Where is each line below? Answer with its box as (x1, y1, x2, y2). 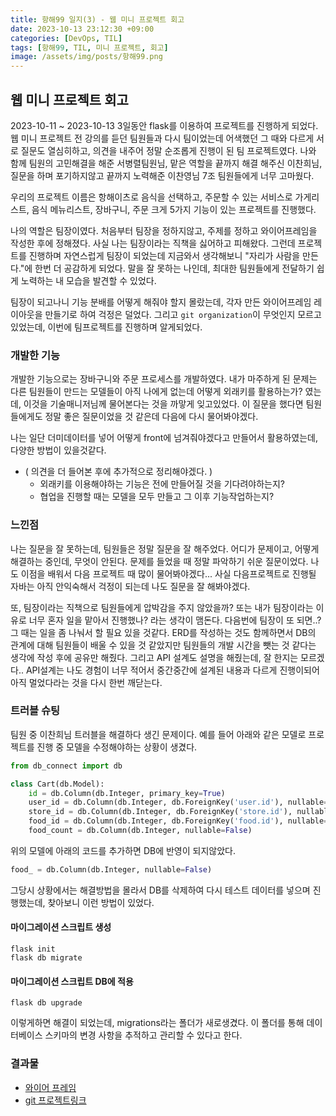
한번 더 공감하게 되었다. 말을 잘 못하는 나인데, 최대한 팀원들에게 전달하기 (34, 262, 315, 274)
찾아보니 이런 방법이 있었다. (47, 896, 155, 908)
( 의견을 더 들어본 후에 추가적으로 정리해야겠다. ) (24, 466, 213, 478)
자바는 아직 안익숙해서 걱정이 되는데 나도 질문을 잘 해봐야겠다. (10, 580, 251, 592)
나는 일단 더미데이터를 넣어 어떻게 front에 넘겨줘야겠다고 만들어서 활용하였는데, (10, 432, 319, 444)
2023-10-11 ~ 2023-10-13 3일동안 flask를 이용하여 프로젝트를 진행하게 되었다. (10, 119, 319, 131)
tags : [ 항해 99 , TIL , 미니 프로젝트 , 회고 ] (10, 42, 169, 53)
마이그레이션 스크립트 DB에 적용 (10, 975, 134, 987)
